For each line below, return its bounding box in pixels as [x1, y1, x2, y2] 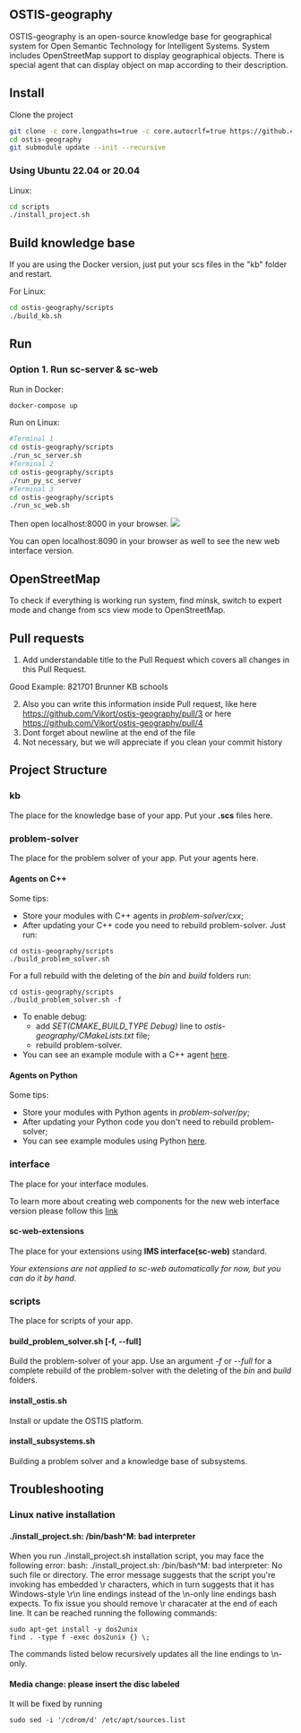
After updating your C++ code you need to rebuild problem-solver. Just [21, 920, 287, 931]
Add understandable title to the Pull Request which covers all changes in [21, 654, 289, 665]
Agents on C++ [9, 873, 67, 884]
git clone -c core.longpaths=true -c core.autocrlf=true [9, 126, 227, 135]
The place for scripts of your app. [9, 1315, 133, 1326]
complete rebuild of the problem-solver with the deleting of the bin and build [9, 1366, 292, 1376]
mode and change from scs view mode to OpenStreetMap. [9, 605, 226, 616]
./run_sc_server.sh [9, 452, 82, 461]
